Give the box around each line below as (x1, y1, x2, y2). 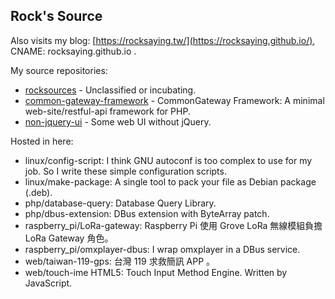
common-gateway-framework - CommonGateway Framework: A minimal (24, 94, 325, 106)
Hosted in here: (10, 135, 74, 147)
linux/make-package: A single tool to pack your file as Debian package (24, 175, 317, 188)
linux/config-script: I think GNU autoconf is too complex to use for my (24, 154, 313, 166)
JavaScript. (24, 277, 73, 289)
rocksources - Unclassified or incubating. (24, 84, 197, 96)
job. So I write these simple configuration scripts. (24, 165, 227, 177)
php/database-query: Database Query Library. (24, 197, 217, 209)
